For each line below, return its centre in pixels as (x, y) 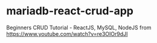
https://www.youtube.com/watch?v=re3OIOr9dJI (67, 33)
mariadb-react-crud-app (70, 11)
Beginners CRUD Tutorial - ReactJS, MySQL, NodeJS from (79, 27)
